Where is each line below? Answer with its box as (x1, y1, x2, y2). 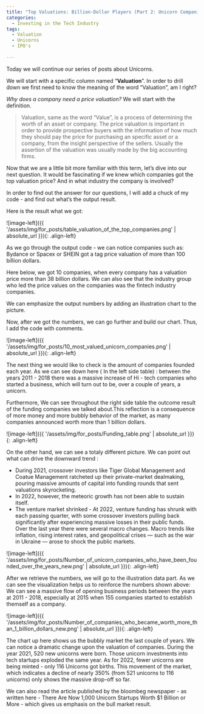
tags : (6, 26, 20, 32)
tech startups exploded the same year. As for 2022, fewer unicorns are (6, 656, 184, 663)
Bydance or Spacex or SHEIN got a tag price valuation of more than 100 (6, 250, 185, 258)
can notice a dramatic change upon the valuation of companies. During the (6, 643, 194, 651)
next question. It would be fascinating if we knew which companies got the (6, 171, 194, 178)
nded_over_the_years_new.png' (6, 562, 85, 570)
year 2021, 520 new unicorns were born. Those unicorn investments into (6, 649, 188, 657)
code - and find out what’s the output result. (6, 196, 117, 203)
